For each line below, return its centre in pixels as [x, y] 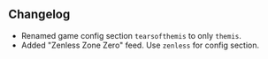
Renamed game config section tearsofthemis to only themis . [131, 35]
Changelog [39, 15]
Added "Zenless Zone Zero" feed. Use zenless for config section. [140, 45]
